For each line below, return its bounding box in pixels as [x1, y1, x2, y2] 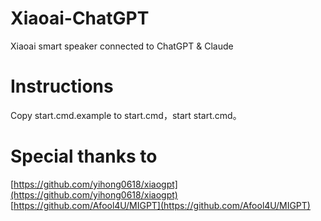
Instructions [10, 75, 114, 98]
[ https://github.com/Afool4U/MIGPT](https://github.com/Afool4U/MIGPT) [10, 199, 311, 211]
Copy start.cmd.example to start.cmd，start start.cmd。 [10, 109, 242, 121]
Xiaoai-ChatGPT [10, 7, 150, 30]
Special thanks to [10, 145, 158, 168]
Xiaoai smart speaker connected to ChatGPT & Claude [10, 40, 234, 52]
